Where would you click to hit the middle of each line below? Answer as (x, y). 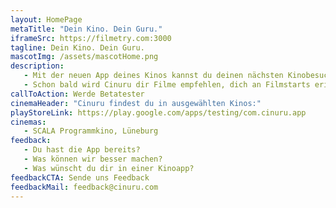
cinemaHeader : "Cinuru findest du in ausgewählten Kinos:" (136, 103)
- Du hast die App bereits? (82, 150)
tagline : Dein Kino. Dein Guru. (77, 47)
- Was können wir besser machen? (93, 159)
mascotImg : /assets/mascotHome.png (84, 57)
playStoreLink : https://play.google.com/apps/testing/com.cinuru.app (158, 112)
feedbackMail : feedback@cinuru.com (84, 187)
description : (37, 66)
